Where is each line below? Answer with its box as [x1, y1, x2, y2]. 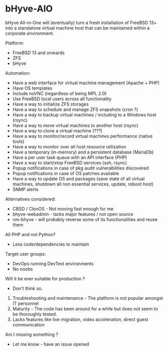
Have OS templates [12, 85, 53, 91]
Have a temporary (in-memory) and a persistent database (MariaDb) [12, 149, 154, 155]
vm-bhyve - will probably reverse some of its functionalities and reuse [12, 216, 158, 222]
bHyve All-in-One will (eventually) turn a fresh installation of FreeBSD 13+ [5, 20, 157, 26]
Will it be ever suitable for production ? [5, 275, 85, 281]
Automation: [5, 70, 31, 76]
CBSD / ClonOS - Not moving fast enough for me [12, 206, 114, 212]
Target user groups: [5, 251, 46, 257]
